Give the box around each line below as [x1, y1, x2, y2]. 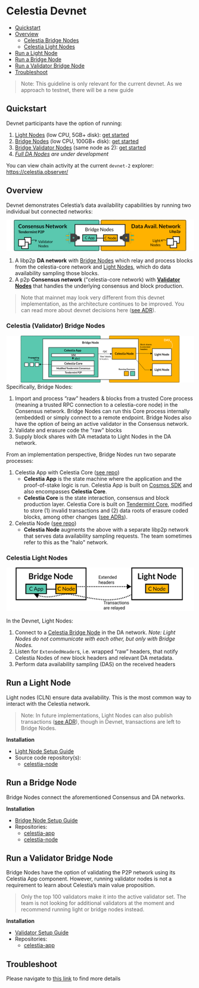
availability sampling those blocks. [14, 270, 99, 277]
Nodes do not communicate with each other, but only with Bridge [14, 635, 176, 642]
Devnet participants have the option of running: [6, 120, 122, 127]
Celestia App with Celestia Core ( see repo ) [14, 469, 120, 476]
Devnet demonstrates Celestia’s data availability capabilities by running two [6, 202, 192, 209]
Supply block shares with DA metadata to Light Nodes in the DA [14, 433, 172, 440]
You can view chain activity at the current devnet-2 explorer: [6, 161, 154, 169]
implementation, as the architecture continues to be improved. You [20, 300, 185, 307]
